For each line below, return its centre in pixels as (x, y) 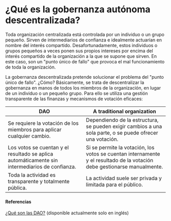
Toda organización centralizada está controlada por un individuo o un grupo (85, 34)
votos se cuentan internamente (123, 153)
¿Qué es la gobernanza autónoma (78, 9)
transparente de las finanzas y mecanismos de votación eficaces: (74, 99)
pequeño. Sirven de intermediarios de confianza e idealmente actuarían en (83, 40)
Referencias (18, 202)
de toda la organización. (31, 67)
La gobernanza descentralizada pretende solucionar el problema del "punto (84, 77)
